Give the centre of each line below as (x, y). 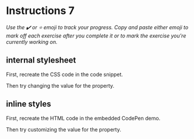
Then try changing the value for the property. (60, 85)
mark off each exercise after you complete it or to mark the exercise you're (96, 36)
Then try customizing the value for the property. (64, 129)
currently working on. (32, 41)
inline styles (29, 104)
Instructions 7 (40, 11)
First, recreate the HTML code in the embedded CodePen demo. (83, 118)
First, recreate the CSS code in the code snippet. (65, 74)
